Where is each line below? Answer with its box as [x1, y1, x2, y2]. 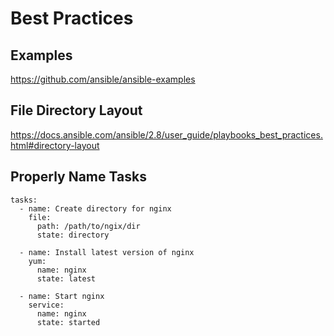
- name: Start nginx [19, 291, 105, 301]
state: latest [36, 273, 97, 284]
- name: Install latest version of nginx [19, 247, 195, 257]
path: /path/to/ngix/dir [36, 221, 141, 231]
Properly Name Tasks [10, 168, 147, 186]
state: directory [36, 230, 110, 240]
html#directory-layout [10, 139, 100, 151]
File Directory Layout [10, 102, 143, 119]
